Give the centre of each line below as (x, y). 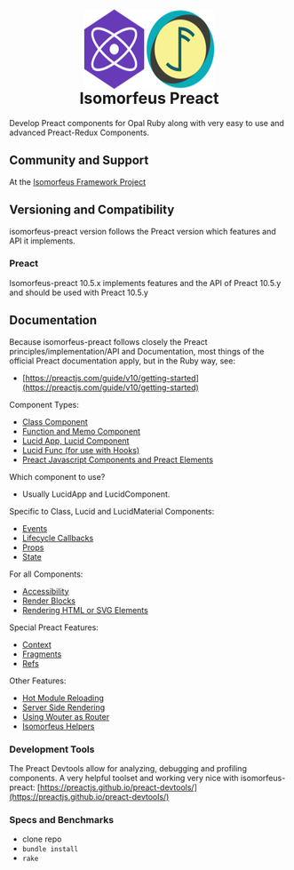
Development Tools (52, 749)
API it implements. (42, 241)
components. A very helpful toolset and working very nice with (124, 778)
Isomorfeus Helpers (58, 726)
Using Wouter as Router (65, 716)
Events (35, 528)
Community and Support (79, 160)
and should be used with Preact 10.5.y (79, 292)
